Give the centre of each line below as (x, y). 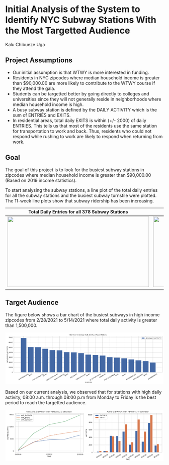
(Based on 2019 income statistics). (41, 180)
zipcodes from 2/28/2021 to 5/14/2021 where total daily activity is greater (81, 320)
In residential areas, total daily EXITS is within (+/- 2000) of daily (79, 120)
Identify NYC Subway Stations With (81, 20)
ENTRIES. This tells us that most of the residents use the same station (85, 126)
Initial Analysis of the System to (73, 9)
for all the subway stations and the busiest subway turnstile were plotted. (81, 195)
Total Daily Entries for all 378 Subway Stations (78, 212)
